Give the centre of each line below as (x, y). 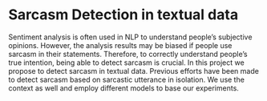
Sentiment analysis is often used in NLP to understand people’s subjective (130, 37)
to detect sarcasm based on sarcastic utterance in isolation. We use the (126, 79)
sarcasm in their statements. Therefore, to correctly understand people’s (128, 54)
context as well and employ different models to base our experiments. (123, 88)
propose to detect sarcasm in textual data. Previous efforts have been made (133, 71)
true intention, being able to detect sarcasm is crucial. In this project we (126, 63)
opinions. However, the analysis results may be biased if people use (120, 45)
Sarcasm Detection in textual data (123, 15)
